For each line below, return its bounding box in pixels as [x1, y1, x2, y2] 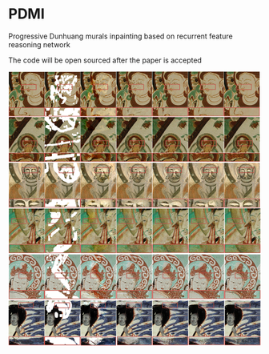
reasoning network [8, 39, 70, 49]
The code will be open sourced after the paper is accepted [8, 55, 203, 65]
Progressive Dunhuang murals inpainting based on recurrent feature [8, 31, 234, 41]
